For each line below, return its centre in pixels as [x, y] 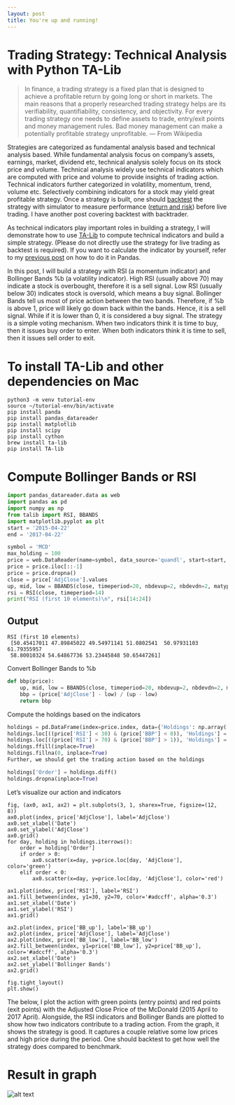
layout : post [26, 14]
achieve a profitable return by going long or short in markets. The [119, 97]
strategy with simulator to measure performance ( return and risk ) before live [117, 207]
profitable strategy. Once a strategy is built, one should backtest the [105, 200]
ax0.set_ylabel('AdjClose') [48, 829]
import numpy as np [36, 508]
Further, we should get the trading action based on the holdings [106, 760]
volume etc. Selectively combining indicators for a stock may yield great [111, 192]
